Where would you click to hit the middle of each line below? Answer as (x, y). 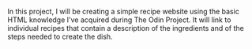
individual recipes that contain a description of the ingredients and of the (126, 28)
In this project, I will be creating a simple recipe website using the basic (124, 11)
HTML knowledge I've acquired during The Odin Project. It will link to (119, 20)
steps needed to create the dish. (60, 36)
